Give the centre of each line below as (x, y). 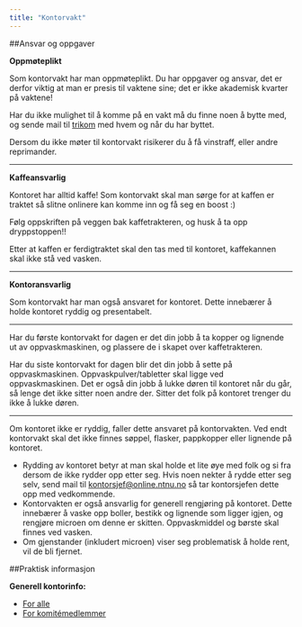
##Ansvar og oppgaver (52, 43)
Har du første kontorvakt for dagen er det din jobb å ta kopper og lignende (147, 337)
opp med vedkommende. (69, 494)
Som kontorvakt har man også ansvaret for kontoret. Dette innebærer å (141, 302)
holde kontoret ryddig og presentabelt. (81, 311)
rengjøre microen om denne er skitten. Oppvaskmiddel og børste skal (151, 522)
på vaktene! (31, 97)
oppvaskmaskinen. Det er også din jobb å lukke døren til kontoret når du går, (151, 383)
